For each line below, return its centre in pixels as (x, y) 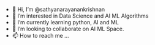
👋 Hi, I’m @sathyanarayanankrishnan (59, 9)
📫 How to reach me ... (40, 36)
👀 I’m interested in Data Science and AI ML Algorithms (80, 16)
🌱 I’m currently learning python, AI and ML (66, 22)
